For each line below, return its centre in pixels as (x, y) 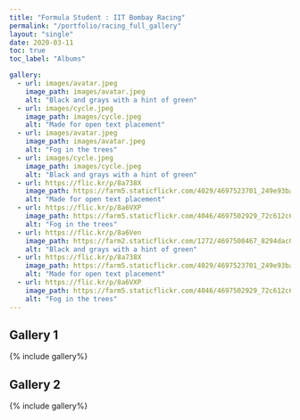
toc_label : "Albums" (48, 59)
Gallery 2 (35, 384)
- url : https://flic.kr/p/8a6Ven (79, 233)
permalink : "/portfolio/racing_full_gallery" (95, 26)
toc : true (28, 51)
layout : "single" (42, 34)
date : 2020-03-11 (42, 42)
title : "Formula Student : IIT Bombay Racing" (97, 17)
